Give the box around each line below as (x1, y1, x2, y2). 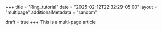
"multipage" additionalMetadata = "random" (5, 9, 97, 15)
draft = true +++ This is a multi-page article (5, 19, 96, 25)
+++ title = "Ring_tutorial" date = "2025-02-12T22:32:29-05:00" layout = (5, 4, 158, 10)
